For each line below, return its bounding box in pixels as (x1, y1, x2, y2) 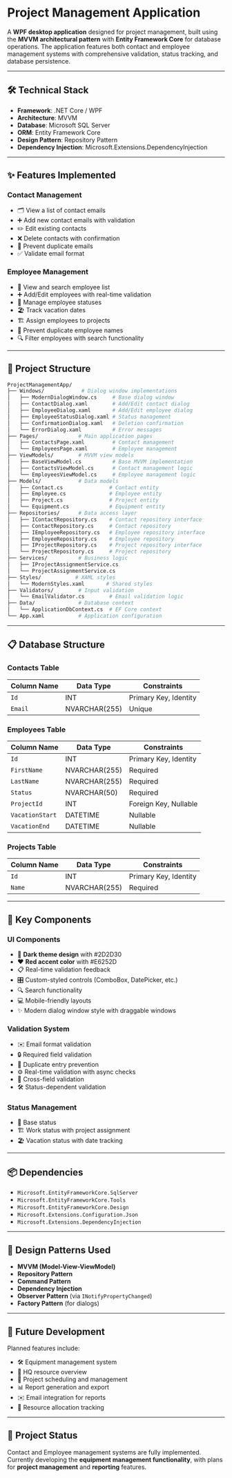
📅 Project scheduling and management (17, 1375, 128, 1383)
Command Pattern (17, 1277, 71, 1286)
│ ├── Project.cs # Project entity (7, 497, 159, 504)
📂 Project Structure (7, 363, 91, 375)
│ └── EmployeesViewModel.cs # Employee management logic (7, 471, 196, 478)
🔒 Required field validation (17, 1050, 92, 1059)
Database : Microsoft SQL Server (17, 121, 110, 129)
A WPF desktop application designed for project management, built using (7, 28, 218, 36)
